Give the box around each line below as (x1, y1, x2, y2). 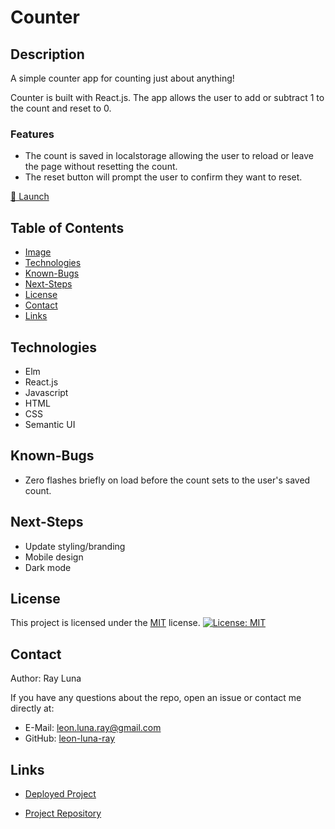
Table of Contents (10, 219, 125, 236)
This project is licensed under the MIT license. (10, 617, 201, 629)
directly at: (10, 702, 55, 715)
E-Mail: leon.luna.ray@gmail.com (24, 722, 162, 734)
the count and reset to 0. (10, 102, 112, 114)
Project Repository (24, 807, 102, 819)
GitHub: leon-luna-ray (24, 732, 116, 745)
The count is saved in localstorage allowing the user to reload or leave (24, 150, 314, 162)
